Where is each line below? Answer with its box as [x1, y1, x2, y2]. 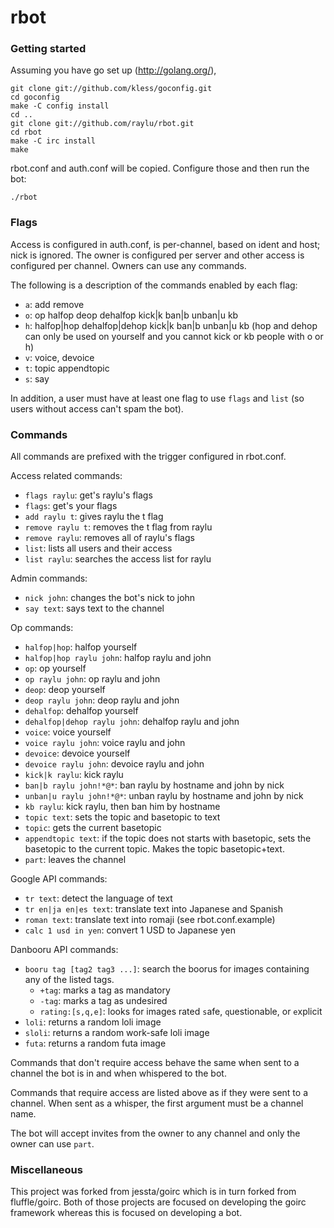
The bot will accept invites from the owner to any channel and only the [10, 1127, 301, 1140]
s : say [24, 372, 50, 385]
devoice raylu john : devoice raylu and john [24, 758, 205, 770]
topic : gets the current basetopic [24, 822, 162, 834]
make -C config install [10, 101, 110, 111]
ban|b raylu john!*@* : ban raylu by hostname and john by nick [24, 779, 285, 791]
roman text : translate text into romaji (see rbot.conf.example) [24, 914, 276, 926]
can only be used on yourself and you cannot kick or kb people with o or [24, 330, 324, 342]
